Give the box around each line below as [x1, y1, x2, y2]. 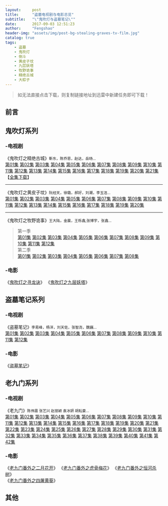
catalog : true [5, 36, 35, 41]
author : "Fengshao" [5, 26, 55, 31]
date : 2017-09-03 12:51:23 [5, 21, 75, 27]
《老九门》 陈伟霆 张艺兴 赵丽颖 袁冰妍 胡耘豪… [5, 407, 89, 413]
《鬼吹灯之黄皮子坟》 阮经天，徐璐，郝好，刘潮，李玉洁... [5, 189, 111, 195]
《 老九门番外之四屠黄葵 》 [5, 477, 58, 483]
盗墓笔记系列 [5, 295, 45, 304]
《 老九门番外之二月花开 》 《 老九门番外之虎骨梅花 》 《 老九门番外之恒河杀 [5, 465, 156, 471]
